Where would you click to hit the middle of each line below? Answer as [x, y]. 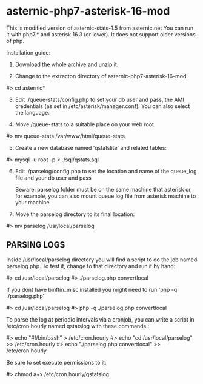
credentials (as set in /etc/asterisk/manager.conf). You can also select [102, 106]
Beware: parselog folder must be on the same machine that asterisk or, [103, 189]
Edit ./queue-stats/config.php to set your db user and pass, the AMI [100, 99]
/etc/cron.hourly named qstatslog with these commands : [78, 326]
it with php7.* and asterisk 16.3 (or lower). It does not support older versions [101, 34]
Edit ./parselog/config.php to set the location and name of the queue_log [106, 171]
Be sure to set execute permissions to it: [56, 362]
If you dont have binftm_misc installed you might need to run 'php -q [92, 289]
